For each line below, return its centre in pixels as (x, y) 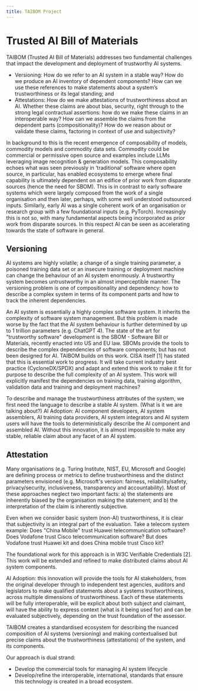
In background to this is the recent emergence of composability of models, (97, 143)
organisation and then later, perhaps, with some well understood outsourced (99, 199)
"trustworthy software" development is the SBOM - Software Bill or (87, 337)
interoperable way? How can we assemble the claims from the (90, 119)
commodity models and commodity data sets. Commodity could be (88, 149)
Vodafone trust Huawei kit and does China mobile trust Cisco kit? (85, 543)
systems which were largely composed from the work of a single (85, 193)
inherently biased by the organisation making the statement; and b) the (92, 500)
